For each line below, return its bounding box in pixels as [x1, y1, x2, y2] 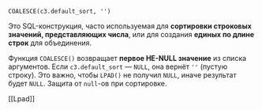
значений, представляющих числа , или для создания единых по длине [8, 30, 255, 39]
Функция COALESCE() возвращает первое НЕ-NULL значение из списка [8, 54, 247, 63]
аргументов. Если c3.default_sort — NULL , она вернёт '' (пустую [8, 62, 228, 71]
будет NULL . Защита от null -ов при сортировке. [8, 79, 167, 88]
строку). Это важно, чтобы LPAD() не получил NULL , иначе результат [8, 70, 237, 79]
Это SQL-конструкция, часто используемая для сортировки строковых [8, 21, 253, 31]
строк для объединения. [8, 38, 92, 47]
